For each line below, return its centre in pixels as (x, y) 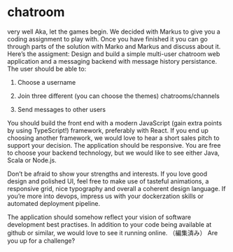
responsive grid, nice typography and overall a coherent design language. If (116, 188)
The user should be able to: (47, 69)
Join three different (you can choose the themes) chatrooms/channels (119, 96)
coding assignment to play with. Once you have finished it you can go (107, 38)
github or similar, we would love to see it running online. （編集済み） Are (113, 232)
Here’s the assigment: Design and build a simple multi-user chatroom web (114, 54)
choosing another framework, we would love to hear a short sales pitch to (113, 138)
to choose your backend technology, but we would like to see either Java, (114, 153)
